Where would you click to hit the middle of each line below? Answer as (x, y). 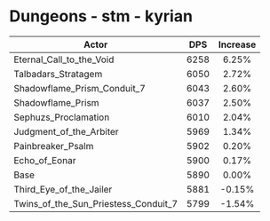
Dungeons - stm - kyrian (101, 16)
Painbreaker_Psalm (54, 146)
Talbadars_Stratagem (58, 74)
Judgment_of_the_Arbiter (66, 131)
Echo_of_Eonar (45, 160)
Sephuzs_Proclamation (62, 117)
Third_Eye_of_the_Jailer (63, 189)
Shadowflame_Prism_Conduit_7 (80, 88)
